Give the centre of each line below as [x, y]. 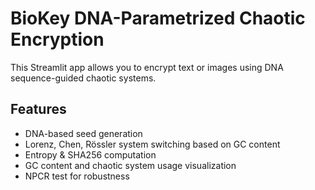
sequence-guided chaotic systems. [83, 78]
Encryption [57, 39]
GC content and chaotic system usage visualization [130, 165]
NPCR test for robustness [77, 176]
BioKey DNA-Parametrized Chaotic [158, 18]
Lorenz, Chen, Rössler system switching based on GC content [152, 144]
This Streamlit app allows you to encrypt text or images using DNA [147, 67]
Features [38, 109]
